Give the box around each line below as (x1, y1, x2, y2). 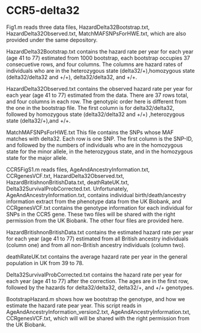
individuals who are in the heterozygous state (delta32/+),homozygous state (6, 67, 195, 74)
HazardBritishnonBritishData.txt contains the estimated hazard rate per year (6, 228, 194, 236)
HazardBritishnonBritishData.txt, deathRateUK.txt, (6, 179, 130, 186)
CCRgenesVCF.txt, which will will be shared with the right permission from (6, 314, 190, 322)
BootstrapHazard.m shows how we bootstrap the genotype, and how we (6, 295, 185, 302)
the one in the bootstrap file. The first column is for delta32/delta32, (6, 104, 175, 111)
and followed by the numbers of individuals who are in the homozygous (6, 141, 183, 148)
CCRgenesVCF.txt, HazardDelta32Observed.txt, (6, 172, 125, 179)
